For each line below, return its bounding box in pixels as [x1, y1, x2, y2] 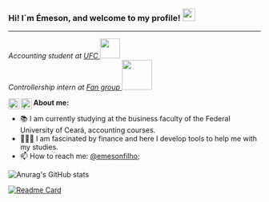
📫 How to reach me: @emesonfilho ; [19, 152, 140, 161]
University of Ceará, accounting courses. [19, 125, 156, 135]
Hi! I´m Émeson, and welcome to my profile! [8, 12, 181, 23]
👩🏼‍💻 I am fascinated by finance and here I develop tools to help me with [19, 134, 258, 144]
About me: [33, 98, 70, 108]
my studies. [19, 142, 58, 152]
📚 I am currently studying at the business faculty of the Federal [19, 114, 231, 124]
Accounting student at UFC [8, 51, 98, 61]
